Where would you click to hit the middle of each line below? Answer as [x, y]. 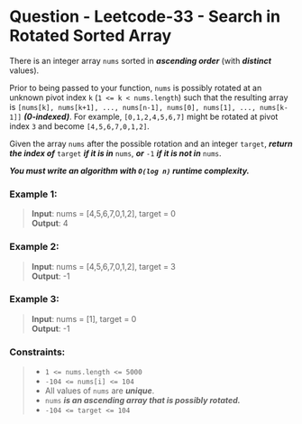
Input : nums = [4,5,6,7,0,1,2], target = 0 [103, 214]
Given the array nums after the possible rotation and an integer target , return [151, 143]
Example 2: [34, 247]
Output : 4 [50, 224]
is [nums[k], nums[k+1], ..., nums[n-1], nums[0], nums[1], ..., [133, 106]
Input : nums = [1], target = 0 [84, 318]
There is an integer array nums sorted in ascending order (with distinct [141, 60]
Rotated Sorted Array [91, 36]
